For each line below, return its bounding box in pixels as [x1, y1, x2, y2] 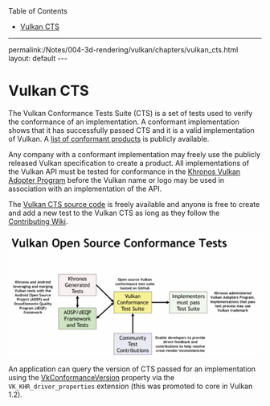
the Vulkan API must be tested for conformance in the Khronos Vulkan [8, 167, 241, 176]
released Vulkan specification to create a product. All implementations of [8, 158, 250, 168]
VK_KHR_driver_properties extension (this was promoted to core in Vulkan [8, 381, 253, 391]
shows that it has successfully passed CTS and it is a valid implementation [8, 125, 255, 135]
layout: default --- [8, 54, 68, 63]
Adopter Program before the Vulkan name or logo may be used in [8, 175, 225, 184]
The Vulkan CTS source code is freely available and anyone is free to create [8, 199, 260, 209]
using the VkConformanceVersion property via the [8, 373, 175, 383]
